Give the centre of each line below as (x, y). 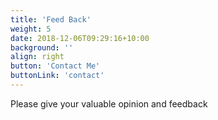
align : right (37, 57)
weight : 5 (31, 29)
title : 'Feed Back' (51, 19)
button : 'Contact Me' (55, 66)
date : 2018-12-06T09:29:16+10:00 (80, 38)
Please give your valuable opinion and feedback (109, 103)
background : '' (42, 47)
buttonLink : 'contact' (57, 76)
